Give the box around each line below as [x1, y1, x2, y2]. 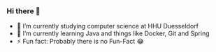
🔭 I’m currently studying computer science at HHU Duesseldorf [16, 22, 199, 31]
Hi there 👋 [6, 6, 41, 16]
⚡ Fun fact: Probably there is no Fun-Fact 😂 [16, 37, 145, 46]
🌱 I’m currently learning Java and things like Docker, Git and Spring [16, 29, 210, 37]
